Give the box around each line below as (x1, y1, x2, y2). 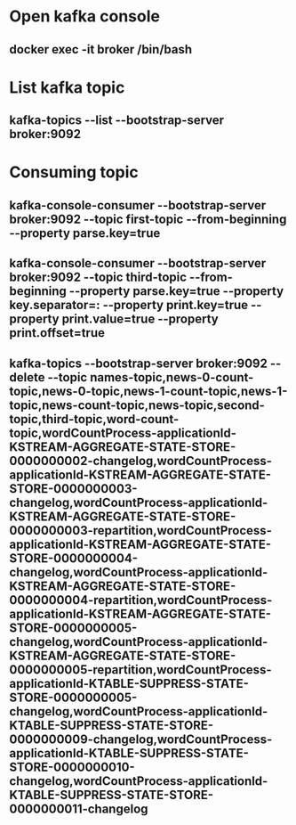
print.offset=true (9, 325, 105, 340)
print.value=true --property (61, 312, 220, 327)
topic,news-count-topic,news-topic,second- (9, 397, 265, 412)
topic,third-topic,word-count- (9, 412, 180, 427)
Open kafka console (9, 6, 160, 27)
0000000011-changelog (9, 801, 148, 816)
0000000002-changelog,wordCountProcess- (9, 453, 273, 469)
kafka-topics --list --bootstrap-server (9, 113, 225, 128)
